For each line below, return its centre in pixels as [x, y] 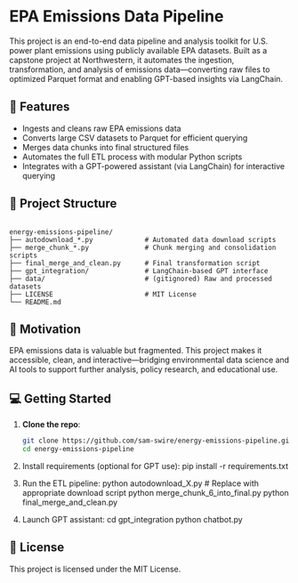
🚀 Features [40, 107]
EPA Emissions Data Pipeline [117, 16]
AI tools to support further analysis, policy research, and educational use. [144, 369]
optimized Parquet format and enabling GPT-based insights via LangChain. [146, 78]
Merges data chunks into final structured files [105, 147]
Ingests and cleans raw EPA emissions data [101, 128]
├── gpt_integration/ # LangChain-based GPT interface [139, 271]
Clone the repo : [51, 425]
